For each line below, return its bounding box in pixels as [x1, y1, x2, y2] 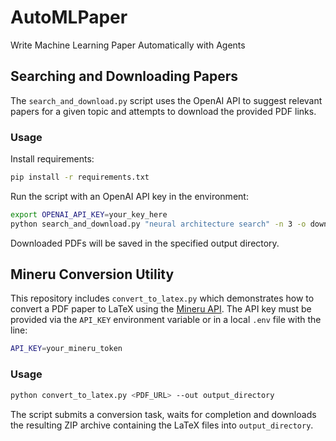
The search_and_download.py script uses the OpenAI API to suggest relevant [10, 94, 323, 106]
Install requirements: [10, 153, 95, 165]
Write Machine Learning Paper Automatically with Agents [10, 39, 246, 51]
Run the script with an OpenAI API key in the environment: [10, 190, 249, 202]
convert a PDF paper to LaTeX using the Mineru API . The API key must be [10, 303, 312, 315]
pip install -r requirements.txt [10, 172, 150, 183]
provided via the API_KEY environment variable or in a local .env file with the [10, 314, 322, 326]
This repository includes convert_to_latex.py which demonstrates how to [10, 292, 315, 305]
